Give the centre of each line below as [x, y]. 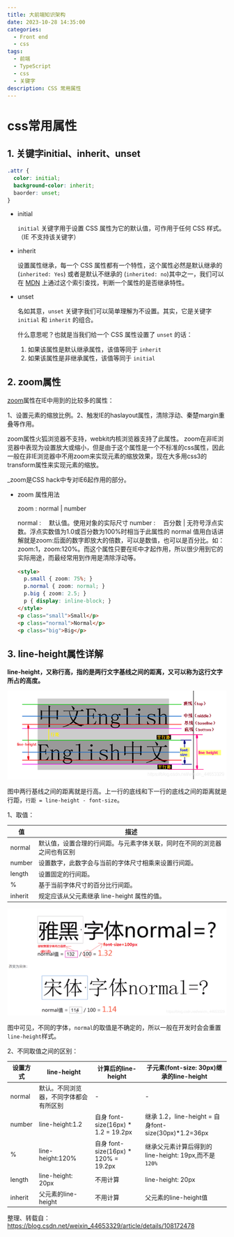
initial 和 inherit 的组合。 [57, 319]
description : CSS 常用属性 [44, 88]
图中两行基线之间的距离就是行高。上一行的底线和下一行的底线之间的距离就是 [117, 791]
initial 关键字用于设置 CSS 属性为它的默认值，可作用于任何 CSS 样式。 [121, 228]
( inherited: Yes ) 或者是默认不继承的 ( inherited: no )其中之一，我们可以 [120, 274]
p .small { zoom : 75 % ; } [58, 579]
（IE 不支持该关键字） [48, 236]
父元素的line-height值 [176, 1198]
